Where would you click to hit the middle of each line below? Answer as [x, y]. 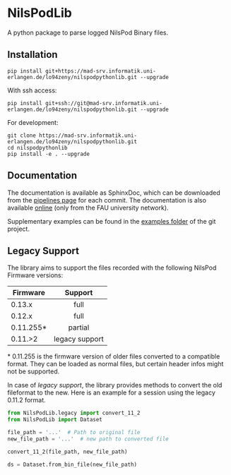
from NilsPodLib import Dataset [55, 420]
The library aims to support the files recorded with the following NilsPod [112, 268]
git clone [22, 136]
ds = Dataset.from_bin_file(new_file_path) [72, 464]
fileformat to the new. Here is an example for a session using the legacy [111, 392]
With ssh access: [32, 90]
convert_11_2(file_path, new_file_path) [68, 452]
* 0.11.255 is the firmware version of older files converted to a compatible [114, 356]
